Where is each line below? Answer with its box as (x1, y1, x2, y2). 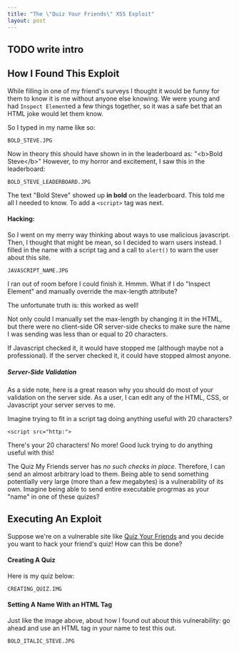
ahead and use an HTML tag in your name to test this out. (7, 624, 176, 633)
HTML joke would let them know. (7, 109, 103, 118)
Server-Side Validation (7, 368, 77, 376)
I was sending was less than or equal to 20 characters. (7, 329, 168, 338)
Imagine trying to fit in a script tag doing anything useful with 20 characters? (7, 414, 233, 423)
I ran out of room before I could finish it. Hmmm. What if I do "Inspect (7, 279, 210, 288)
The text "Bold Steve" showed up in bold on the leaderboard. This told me (7, 190, 225, 200)
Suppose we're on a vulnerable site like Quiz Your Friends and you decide (7, 532, 224, 540)
